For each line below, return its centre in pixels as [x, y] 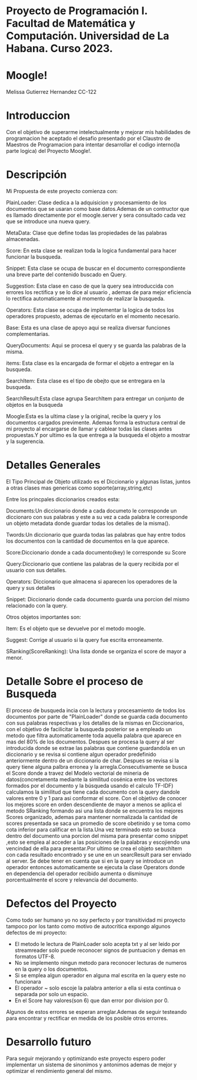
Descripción [36, 175]
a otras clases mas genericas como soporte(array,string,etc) [79, 488]
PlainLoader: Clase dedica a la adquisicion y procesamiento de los [86, 203]
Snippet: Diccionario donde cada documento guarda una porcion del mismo [98, 599]
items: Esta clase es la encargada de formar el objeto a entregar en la [90, 363]
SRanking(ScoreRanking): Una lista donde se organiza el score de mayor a [96, 651]
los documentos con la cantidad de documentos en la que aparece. [88, 541]
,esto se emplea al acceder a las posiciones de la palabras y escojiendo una [98, 842]
